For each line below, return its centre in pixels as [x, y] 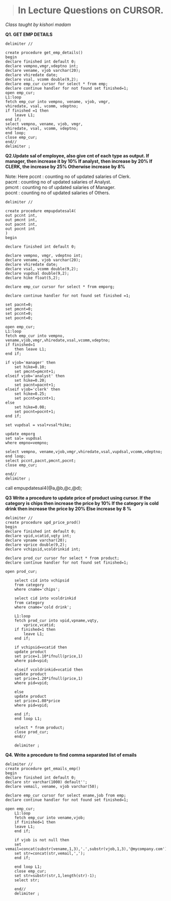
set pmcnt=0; [19, 309]
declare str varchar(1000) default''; [46, 782]
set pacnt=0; [19, 304]
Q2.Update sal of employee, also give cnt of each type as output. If [77, 155]
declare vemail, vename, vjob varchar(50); [52, 786]
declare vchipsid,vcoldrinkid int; [43, 549]
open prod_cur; [21, 571]
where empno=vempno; [27, 443]
